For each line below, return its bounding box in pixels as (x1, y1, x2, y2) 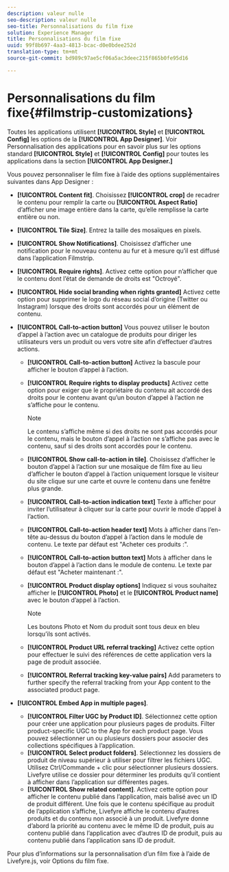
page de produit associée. (27, 657, 101, 666)
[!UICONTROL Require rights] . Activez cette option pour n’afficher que (16, 267, 218, 275)
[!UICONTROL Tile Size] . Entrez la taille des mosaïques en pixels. (16, 226, 202, 234)
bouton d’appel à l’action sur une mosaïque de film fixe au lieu (27, 462, 202, 470)
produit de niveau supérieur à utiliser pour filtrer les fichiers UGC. (27, 756, 213, 764)
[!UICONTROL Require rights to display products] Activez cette (27, 378, 209, 387)
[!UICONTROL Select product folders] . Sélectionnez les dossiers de (27, 748, 221, 757)
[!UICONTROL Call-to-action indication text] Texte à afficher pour (27, 497, 216, 505)
